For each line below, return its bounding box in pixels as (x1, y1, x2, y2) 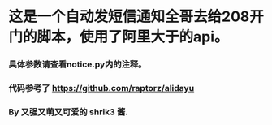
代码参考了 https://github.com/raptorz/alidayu (8, 83, 195, 94)
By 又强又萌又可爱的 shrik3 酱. (8, 106, 128, 118)
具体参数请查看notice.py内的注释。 (8, 58, 147, 70)
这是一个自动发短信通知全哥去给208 (8, 7, 250, 26)
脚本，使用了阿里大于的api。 (37, 28, 229, 46)
